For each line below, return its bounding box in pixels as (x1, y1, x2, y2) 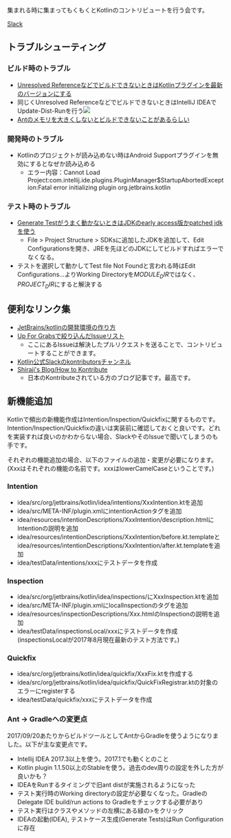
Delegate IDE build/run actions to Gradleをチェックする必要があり (16, 797, 204, 806)
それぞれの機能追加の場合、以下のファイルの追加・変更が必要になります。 (7, 455, 218, 463)
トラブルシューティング (7, 41, 107, 53)
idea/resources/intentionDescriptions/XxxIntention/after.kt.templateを (16, 541, 214, 549)
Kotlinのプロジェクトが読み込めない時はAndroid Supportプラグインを (16, 151, 213, 159)
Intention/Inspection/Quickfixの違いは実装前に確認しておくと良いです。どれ (7, 423, 221, 432)
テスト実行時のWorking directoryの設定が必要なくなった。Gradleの (16, 789, 208, 797)
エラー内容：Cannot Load (27, 168, 101, 176)
